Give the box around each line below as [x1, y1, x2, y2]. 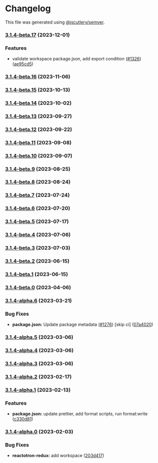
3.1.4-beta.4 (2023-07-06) [5, 231, 71, 238]
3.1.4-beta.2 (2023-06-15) [5, 257, 70, 264]
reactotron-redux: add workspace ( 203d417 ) [12, 453, 105, 459]
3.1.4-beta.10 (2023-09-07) [5, 152, 73, 159]
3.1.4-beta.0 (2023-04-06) [5, 284, 71, 291]
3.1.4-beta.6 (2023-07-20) [5, 205, 70, 212]
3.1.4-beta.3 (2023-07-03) [5, 245, 71, 251]
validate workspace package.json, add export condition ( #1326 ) [12, 56, 141, 62]
